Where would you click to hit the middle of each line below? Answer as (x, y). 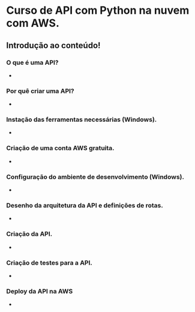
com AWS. (33, 23)
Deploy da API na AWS (40, 291)
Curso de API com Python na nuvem (98, 10)
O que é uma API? (32, 62)
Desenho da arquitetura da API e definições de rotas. (85, 205)
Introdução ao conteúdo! (53, 45)
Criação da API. (29, 234)
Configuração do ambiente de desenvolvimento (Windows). (95, 176)
